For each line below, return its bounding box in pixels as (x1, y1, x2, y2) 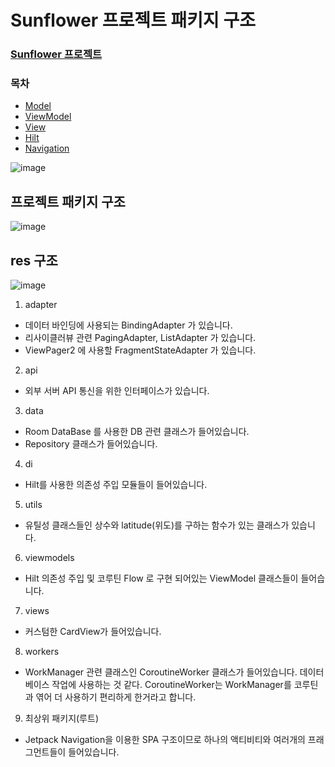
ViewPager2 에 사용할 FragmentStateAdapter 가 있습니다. (24, 344, 257, 356)
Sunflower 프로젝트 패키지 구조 (10, 9, 256, 32)
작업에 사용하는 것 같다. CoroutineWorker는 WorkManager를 (51, 679, 292, 691)
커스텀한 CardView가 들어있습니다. (24, 626, 162, 638)
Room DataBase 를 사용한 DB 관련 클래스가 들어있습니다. (24, 426, 250, 438)
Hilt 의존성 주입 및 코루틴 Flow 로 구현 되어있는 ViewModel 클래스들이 (24, 572, 299, 585)
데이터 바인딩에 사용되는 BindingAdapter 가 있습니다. (24, 319, 233, 331)
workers (24, 646, 60, 658)
